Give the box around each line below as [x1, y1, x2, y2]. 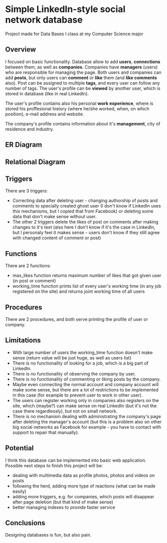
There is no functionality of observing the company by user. [12, 371, 136, 377]
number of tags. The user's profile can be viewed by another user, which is [5, 85, 161, 91]
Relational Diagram [5, 157, 66, 166]
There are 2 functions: [5, 263, 51, 269]
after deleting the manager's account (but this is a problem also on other [12, 419, 162, 425]
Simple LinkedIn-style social [5, 4, 126, 15]
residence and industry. [5, 126, 54, 132]
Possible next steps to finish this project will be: [5, 462, 103, 468]
